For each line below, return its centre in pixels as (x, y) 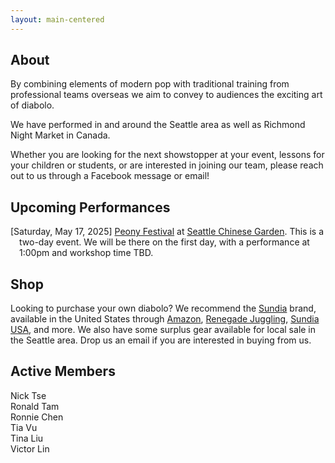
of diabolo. (32, 105)
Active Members (63, 371)
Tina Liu (27, 438)
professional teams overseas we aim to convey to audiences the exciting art (166, 95)
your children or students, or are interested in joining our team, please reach (167, 165)
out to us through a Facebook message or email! (110, 176)
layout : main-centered (57, 19)
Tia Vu (24, 427)
